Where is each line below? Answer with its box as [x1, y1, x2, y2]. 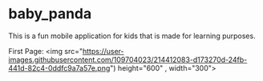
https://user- [83, 46, 124, 56]
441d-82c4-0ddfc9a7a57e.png [8, 63, 111, 72]
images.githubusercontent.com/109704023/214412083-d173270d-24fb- [8, 55, 248, 64]
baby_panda [8, 5, 92, 23]
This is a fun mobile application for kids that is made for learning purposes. [8, 31, 256, 40]
